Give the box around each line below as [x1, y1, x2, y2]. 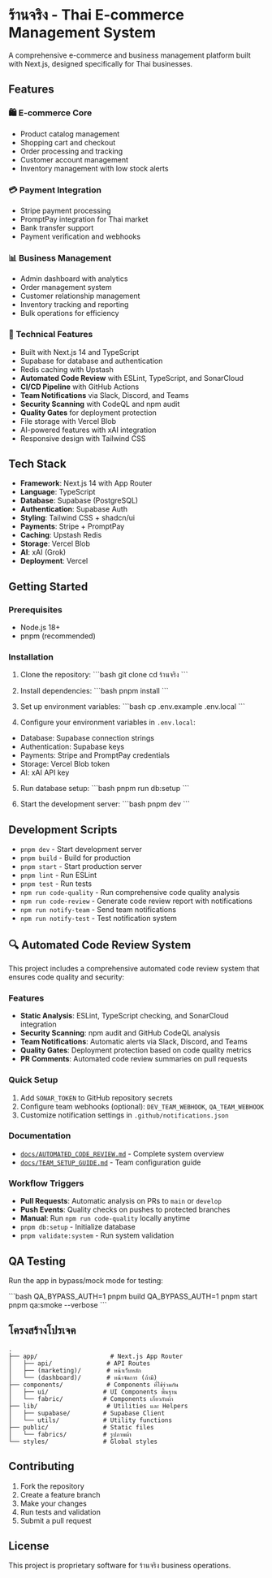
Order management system [19, 283, 112, 292]
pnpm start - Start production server [19, 862, 142, 871]
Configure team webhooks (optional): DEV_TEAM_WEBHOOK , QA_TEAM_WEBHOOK [19, 1101, 264, 1111]
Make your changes [19, 1498, 87, 1508]
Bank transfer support [19, 223, 94, 232]
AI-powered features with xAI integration [19, 425, 157, 434]
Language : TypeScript [19, 487, 96, 497]
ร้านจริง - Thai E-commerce [8, 6, 184, 24]
